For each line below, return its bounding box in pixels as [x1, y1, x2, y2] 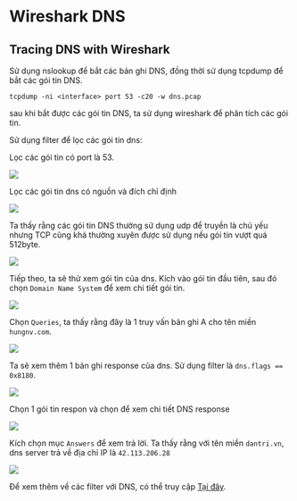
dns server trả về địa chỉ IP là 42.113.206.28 [9, 447, 171, 457]
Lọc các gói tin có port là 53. [9, 152, 114, 163]
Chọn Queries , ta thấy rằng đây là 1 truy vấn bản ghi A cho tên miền [9, 317, 257, 327]
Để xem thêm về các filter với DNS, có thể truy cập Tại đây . [9, 481, 227, 492]
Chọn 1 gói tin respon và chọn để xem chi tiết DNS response [9, 404, 230, 414]
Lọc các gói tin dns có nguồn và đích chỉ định [9, 186, 177, 196]
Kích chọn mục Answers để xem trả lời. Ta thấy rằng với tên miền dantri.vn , [9, 438, 285, 448]
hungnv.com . [9, 326, 52, 337]
